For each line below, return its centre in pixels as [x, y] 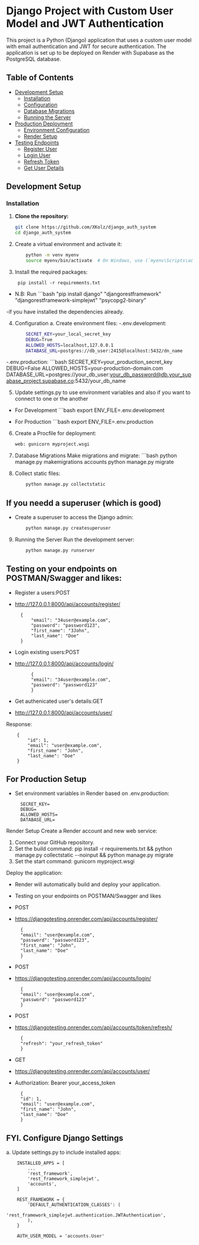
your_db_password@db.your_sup [151, 375]
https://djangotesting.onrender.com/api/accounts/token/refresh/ [93, 1027]
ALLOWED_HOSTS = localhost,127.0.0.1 [70, 345]
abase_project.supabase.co [40, 381]
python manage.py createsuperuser [68, 528]
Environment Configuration [57, 130]
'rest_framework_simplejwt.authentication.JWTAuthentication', [86, 1215]
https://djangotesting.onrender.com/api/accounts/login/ [83, 979]
